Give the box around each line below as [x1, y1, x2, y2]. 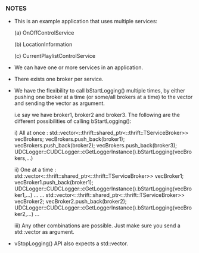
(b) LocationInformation [14, 41, 73, 48]
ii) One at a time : [14, 166, 57, 174]
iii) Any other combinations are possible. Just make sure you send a [14, 222, 181, 229]
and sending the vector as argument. [14, 100, 105, 107]
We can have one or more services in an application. [14, 64, 144, 71]
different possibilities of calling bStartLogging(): [14, 118, 132, 125]
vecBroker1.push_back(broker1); [14, 179, 94, 186]
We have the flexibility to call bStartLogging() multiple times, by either [14, 87, 185, 94]
